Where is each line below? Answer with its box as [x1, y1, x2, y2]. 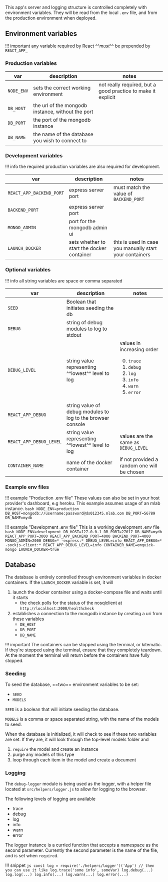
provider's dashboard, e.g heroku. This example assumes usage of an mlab [5, 500, 160, 506]
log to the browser [66, 414, 109, 421]
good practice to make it [98, 87, 156, 94]
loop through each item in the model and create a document [12, 757, 136, 763]
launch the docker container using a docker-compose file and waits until [12, 589, 162, 595]
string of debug [66, 319, 103, 326]
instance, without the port [33, 108, 93, 115]
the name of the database [33, 131, 93, 138]
